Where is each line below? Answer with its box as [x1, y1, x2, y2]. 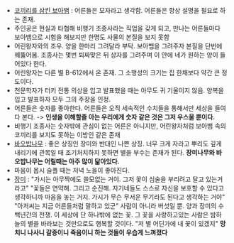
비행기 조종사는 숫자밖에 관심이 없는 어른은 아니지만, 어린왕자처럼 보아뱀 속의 [13, 121, 227, 130]
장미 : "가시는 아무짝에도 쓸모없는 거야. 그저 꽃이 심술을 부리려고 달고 [13, 175, 204, 183]
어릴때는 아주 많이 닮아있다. [44, 157, 120, 166]
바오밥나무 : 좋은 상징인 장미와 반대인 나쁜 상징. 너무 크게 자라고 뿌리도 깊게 [13, 139, 222, 148]
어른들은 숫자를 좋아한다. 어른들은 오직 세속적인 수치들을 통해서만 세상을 [13, 104, 213, 112]
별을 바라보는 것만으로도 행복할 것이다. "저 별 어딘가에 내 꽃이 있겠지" [27, 220, 218, 227]
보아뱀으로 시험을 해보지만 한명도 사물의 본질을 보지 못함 [13, 33, 170, 41]
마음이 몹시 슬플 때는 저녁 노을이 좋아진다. [13, 166, 130, 174]
